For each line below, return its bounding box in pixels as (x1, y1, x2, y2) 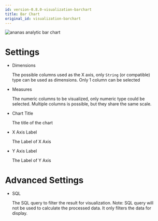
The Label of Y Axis (12, 157, 52, 163)
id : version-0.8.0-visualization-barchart (5, 7, 92, 12)
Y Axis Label (12, 148, 37, 154)
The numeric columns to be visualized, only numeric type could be (12, 96, 145, 102)
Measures (12, 86, 32, 92)
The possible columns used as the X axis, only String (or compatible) (12, 72, 151, 78)
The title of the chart (12, 120, 53, 126)
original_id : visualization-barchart (5, 16, 81, 21)
